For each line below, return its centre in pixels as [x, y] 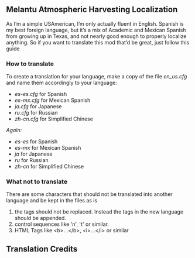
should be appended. [40, 218]
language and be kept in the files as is [52, 201]
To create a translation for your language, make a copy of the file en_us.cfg [97, 77]
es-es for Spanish [36, 142]
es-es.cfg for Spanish [41, 94]
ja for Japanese [33, 154]
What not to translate [37, 182]
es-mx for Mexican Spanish [48, 148]
